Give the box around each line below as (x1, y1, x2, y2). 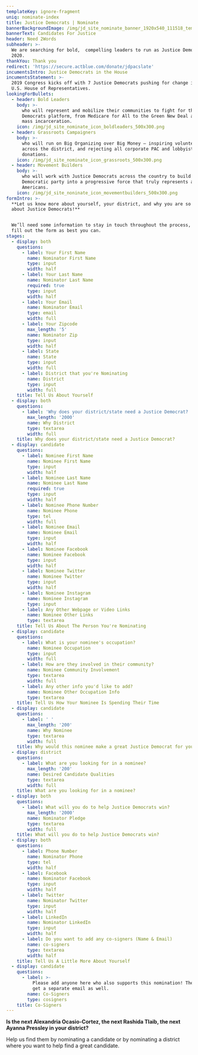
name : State (27, 354, 57, 360)
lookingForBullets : (6, 91, 54, 97)
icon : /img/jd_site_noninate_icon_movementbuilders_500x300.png (16, 190, 178, 196)
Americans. (21, 184, 49, 190)
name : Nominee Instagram (27, 595, 88, 601)
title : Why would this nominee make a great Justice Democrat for (16, 744, 183, 750)
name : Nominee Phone (27, 507, 78, 514)
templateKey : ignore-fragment (6, 8, 81, 15)
